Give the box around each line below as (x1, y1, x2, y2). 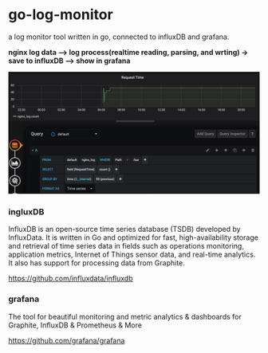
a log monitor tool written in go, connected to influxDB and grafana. (8, 32, 230, 41)
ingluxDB (8, 206, 45, 217)
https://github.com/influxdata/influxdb (8, 273, 133, 284)
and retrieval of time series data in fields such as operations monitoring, (8, 241, 245, 251)
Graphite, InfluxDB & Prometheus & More (8, 320, 142, 330)
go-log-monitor (8, 6, 113, 24)
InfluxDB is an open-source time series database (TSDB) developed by (8, 225, 241, 234)
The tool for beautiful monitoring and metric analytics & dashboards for (8, 312, 242, 321)
